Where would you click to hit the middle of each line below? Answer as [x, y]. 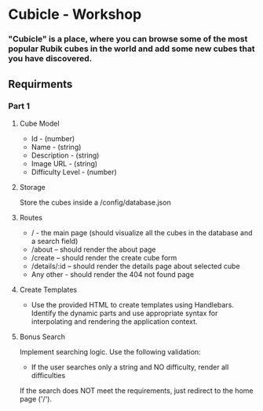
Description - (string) [65, 155]
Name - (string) [56, 147]
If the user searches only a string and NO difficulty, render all [130, 367]
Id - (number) [53, 138]
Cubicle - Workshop [75, 15]
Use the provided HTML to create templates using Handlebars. [132, 304]
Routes [31, 217]
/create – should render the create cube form [104, 257]
